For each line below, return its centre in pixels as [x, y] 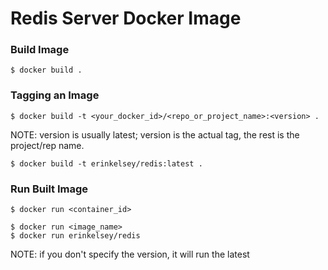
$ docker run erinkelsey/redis [75, 236]
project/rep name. [47, 145]
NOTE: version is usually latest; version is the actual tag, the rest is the [155, 134]
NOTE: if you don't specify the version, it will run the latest [130, 254]
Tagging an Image [55, 95]
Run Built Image [49, 189]
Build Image [40, 50]
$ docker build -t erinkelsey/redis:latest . [106, 163]
